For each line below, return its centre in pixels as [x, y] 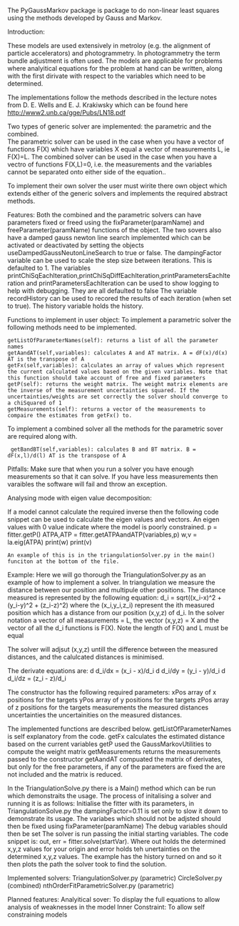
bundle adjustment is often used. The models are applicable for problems [115, 61]
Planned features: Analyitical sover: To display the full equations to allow [114, 899]
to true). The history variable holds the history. [76, 306]
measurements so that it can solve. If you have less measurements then [113, 477]
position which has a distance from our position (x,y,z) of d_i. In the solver [116, 613]
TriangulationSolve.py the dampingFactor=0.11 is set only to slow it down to [118, 811]
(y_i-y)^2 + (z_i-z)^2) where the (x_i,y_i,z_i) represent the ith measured [111, 605]
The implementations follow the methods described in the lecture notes [112, 97]
